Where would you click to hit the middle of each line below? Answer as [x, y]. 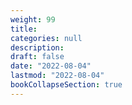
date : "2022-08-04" [51, 66]
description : [37, 47]
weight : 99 [33, 19]
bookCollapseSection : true [66, 85]
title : [24, 29]
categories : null [46, 38]
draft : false [37, 57]
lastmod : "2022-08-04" [57, 76]
